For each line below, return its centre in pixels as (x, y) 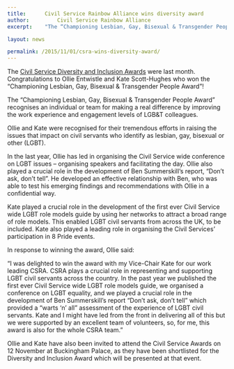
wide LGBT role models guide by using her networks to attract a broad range (117, 214)
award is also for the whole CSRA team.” (65, 330)
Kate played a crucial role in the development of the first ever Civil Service (114, 207)
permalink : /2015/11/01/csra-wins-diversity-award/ (84, 52)
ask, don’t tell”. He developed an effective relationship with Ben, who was (112, 179)
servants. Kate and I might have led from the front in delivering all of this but (116, 315)
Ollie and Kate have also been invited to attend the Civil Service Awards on (114, 344)
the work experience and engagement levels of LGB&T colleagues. (103, 115)
